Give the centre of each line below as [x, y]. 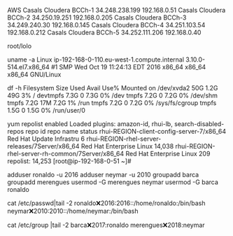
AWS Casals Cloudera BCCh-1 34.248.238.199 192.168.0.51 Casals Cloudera [116, 10]
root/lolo [20, 46]
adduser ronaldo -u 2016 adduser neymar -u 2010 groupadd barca [103, 175]
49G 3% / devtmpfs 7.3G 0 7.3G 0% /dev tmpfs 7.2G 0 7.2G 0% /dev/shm [113, 95]
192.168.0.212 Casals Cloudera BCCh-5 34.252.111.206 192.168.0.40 [104, 32]
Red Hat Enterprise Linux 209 [168, 154]
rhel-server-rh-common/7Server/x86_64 [66, 154]
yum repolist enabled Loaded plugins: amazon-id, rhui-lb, [90, 124]
